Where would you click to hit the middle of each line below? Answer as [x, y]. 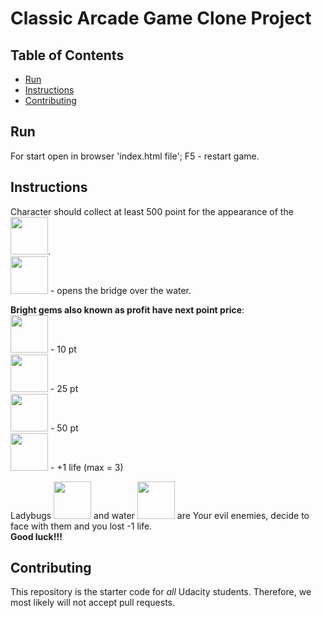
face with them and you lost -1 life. [81, 526]
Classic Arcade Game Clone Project [161, 18]
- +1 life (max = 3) [86, 467]
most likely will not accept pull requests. [93, 603]
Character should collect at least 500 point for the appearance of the [152, 211]
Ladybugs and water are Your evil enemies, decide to [160, 515]
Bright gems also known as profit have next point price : [127, 309]
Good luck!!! [36, 536]
